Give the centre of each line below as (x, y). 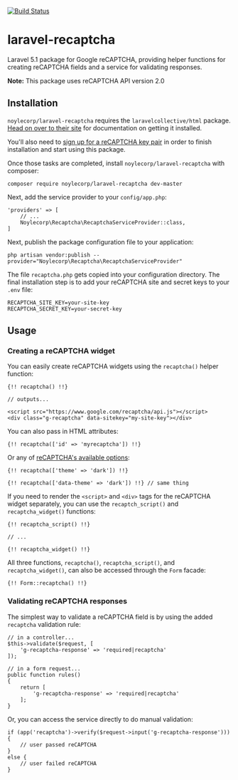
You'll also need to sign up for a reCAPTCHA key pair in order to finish (109, 142)
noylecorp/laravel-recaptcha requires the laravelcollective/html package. (119, 120)
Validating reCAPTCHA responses (67, 601)
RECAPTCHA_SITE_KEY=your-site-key (59, 303)
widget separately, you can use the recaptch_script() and (93, 504)
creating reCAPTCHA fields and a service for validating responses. (105, 67)
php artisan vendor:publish (49, 255)
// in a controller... (41, 638)
